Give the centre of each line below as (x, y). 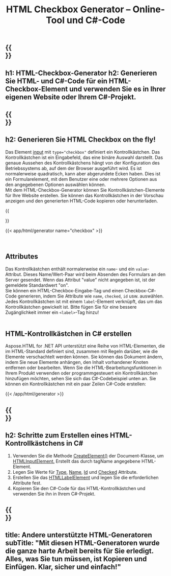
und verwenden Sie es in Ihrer (118, 89)
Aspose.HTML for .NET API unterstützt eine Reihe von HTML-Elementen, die (85, 346)
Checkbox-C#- (140, 290)
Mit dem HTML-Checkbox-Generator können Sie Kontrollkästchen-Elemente (85, 190)
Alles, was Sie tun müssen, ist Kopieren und (76, 559)
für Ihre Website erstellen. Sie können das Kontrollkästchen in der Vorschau (84, 195)
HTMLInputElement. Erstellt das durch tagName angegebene (77, 461)
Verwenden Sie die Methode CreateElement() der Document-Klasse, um (88, 455)
